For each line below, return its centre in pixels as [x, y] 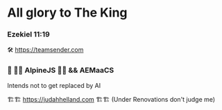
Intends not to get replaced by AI [54, 85]
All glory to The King [67, 13]
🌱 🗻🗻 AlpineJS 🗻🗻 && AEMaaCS [61, 71]
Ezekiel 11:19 [28, 35]
